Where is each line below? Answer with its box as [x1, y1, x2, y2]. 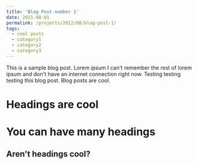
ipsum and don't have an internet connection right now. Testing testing [6, 70, 181, 78]
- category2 [11, 42, 42, 48]
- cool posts [11, 31, 44, 37]
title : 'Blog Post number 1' [6, 8, 79, 15]
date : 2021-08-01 [6, 14, 50, 20]
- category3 [11, 48, 42, 54]
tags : [6, 25, 20, 32]
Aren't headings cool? [6, 149, 91, 159]
